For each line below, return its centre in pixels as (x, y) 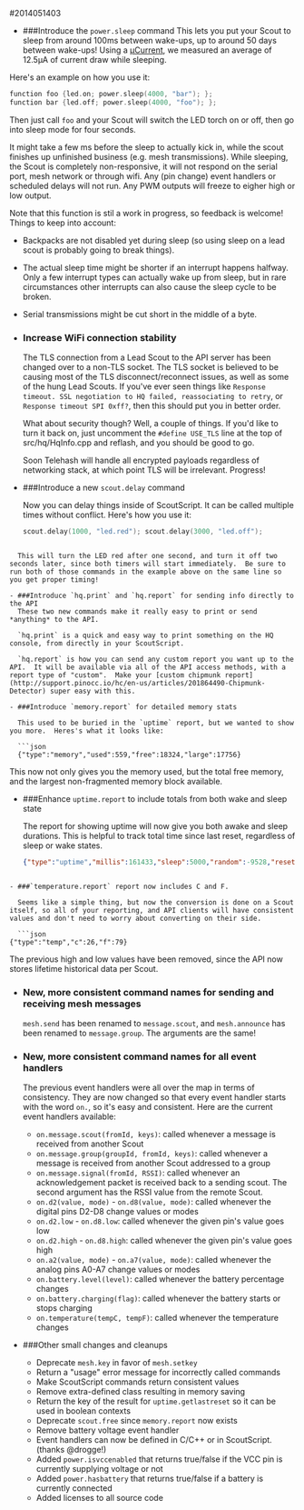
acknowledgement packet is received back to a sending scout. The (162, 1183)
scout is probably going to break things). (98, 250)
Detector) (28, 691)
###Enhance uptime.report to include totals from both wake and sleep (155, 798)
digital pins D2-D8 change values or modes (118, 1212)
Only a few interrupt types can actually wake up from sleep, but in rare (154, 277)
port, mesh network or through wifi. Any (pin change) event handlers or (143, 175)
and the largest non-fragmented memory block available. (116, 781)
